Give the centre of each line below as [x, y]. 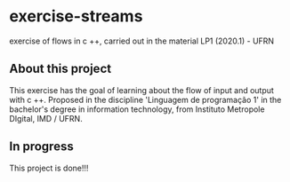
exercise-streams [76, 16]
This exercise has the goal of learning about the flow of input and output [141, 90]
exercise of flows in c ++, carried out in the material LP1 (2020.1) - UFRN [141, 41]
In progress [41, 147]
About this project [60, 69]
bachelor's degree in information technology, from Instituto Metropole [137, 109]
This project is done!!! [49, 168]
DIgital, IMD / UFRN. [46, 118]
